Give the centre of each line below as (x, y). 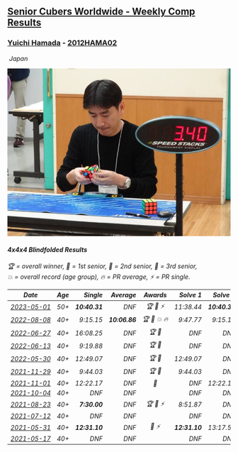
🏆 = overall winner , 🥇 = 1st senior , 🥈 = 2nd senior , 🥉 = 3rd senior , (102, 266)
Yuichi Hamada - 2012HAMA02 (62, 43)
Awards (155, 295)
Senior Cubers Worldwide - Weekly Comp (101, 12)
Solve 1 (190, 295)
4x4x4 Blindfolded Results (47, 250)
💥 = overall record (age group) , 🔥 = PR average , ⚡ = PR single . (99, 277)
